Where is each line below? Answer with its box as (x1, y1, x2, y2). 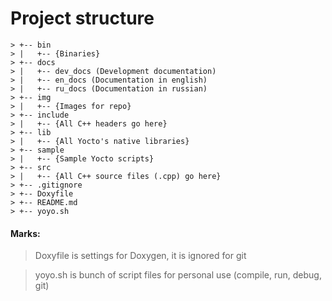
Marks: (10, 227, 41, 239)
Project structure (10, 7, 155, 30)
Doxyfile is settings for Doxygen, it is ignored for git (34, 250, 247, 262)
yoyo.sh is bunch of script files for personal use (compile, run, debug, (34, 269, 322, 281)
